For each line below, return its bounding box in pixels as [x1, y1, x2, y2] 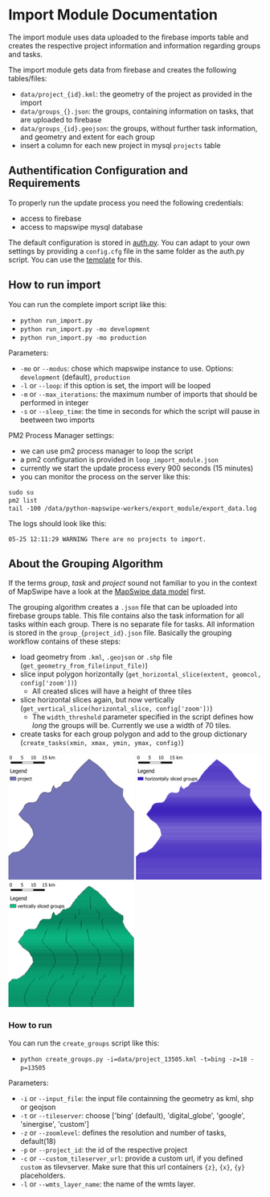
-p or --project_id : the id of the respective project [19, 1145, 188, 1154]
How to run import [8, 278, 101, 292]
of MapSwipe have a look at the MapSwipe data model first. [8, 586, 207, 597]
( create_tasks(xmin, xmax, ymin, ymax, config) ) [19, 738, 185, 748]
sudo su [8, 488, 35, 496]
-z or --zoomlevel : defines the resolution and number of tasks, [19, 1128, 227, 1137]
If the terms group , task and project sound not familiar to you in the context [8, 578, 257, 588]
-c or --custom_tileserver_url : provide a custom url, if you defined [19, 1154, 243, 1163]
